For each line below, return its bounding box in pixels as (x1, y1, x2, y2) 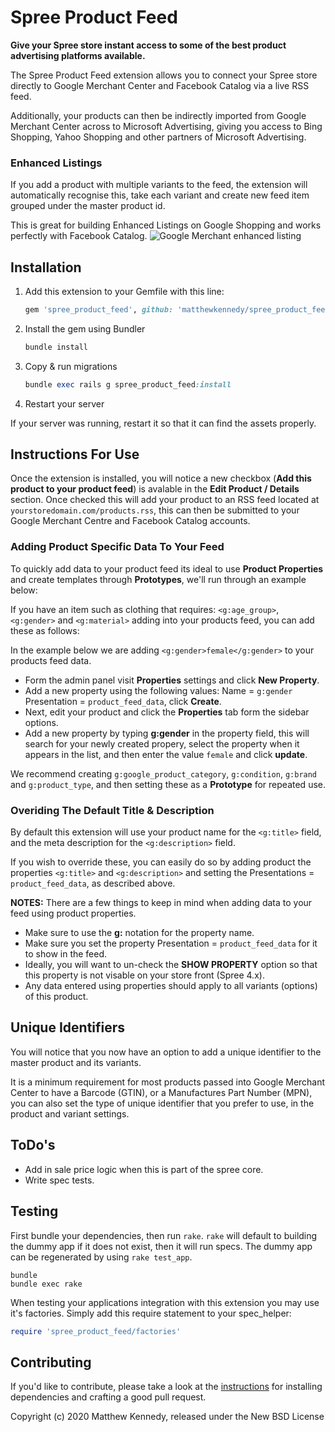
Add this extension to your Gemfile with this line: (24, 286, 225, 298)
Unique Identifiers (10, 1019, 126, 1036)
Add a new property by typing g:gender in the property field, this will (24, 727, 310, 739)
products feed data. (10, 654, 92, 666)
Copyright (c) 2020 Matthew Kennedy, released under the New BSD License (10, 1411, 325, 1423)
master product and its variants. (10, 1056, 142, 1068)
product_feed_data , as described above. (10, 877, 176, 890)
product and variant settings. (10, 1107, 130, 1120)
